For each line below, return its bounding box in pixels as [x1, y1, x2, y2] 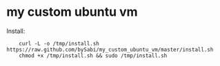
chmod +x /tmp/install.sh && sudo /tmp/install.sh [19, 52, 168, 59]
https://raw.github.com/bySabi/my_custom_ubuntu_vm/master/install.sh [6, 46, 214, 53]
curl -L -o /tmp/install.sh [19, 40, 99, 47]
